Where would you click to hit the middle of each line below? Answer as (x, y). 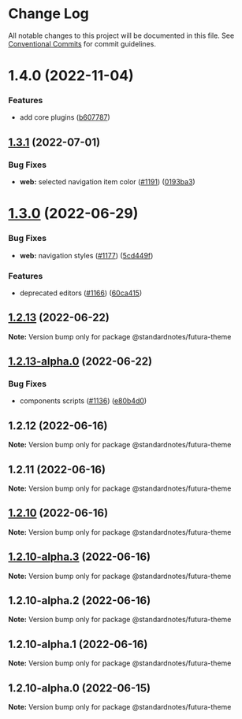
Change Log (48, 14)
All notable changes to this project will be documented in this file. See (121, 35)
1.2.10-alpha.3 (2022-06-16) (80, 557)
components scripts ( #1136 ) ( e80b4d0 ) (83, 401)
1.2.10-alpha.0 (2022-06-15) (80, 688)
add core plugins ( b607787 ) (65, 117)
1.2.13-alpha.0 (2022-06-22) (80, 362)
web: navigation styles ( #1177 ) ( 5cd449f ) (86, 255)
